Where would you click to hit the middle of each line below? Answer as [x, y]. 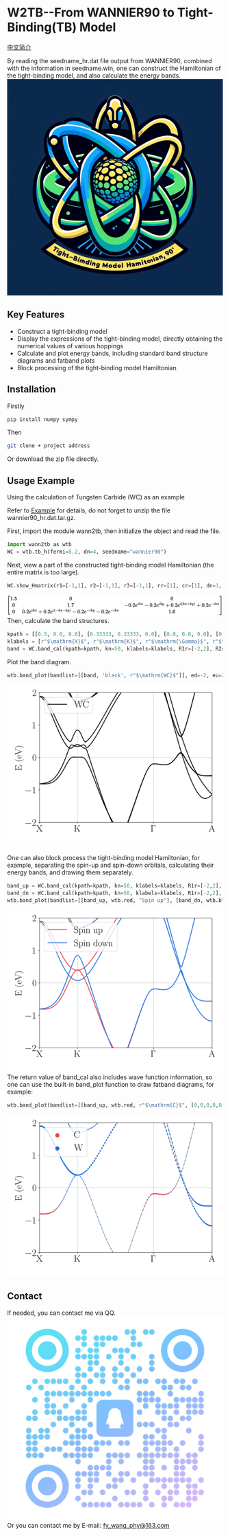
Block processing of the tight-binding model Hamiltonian [97, 368]
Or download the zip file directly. [53, 459]
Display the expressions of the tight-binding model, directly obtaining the [120, 339]
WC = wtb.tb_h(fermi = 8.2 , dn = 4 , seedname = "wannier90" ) [87, 552]
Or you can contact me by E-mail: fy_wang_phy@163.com [88, 1526]
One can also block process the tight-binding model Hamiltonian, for [103, 858]
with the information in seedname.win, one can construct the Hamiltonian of [114, 68]
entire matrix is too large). [43, 572]
